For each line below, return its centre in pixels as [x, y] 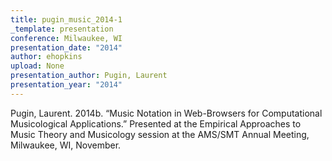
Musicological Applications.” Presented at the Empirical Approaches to [156, 123]
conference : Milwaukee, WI [66, 38]
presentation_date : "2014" [66, 47]
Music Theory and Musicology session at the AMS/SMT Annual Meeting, [160, 134]
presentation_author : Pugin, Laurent [89, 76]
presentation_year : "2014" [66, 85]
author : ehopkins [46, 57]
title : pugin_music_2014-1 [66, 19]
